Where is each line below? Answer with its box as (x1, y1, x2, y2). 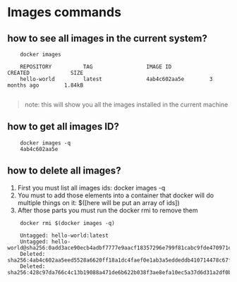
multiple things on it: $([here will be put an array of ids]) (17, 198, 180, 207)
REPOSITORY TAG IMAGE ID (20, 63, 172, 70)
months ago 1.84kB (7, 82, 83, 89)
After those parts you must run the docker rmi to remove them (17, 206, 199, 214)
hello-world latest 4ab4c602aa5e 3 (20, 75, 213, 82)
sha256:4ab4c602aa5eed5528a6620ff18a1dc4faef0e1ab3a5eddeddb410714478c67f (7, 257, 232, 264)
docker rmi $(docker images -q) (20, 219, 115, 226)
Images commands (7, 4, 122, 20)
